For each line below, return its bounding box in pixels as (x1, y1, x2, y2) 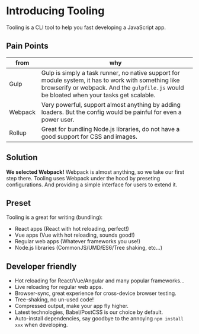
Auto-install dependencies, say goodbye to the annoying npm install (14, 315, 184, 322)
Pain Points (6, 41, 49, 51)
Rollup (9, 129, 27, 137)
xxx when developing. (14, 322, 68, 329)
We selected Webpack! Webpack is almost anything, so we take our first (6, 168, 185, 176)
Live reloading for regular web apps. (14, 284, 104, 291)
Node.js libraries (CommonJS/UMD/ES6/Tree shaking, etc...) (14, 244, 163, 252)
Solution (6, 152, 38, 163)
